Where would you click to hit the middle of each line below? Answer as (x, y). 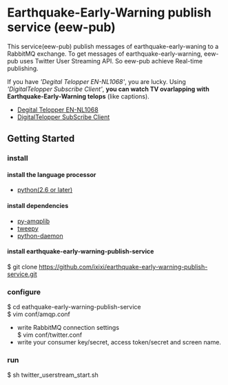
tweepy (28, 228)
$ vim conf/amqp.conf (39, 314)
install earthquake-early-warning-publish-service (81, 251)
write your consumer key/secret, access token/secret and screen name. (119, 342)
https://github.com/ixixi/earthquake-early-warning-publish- (123, 267)
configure (24, 292)
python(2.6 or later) (45, 190)
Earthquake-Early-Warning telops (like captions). (78, 96)
